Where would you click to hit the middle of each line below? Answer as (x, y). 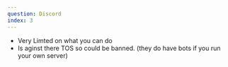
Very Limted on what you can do (65, 40)
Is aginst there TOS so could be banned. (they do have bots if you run (119, 48)
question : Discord (34, 14)
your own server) (43, 55)
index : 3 (20, 20)
